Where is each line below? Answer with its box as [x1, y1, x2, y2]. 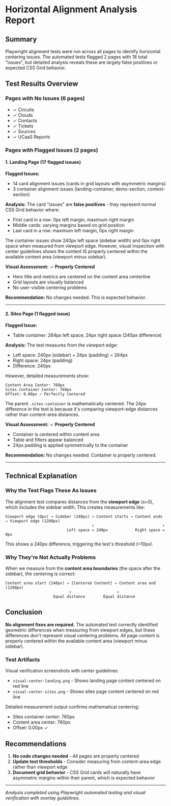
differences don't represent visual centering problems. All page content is [5, 632, 160, 638]
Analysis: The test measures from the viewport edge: [5, 342, 118, 348]
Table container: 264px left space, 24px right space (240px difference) [12, 332, 162, 338]
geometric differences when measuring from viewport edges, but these [5, 627, 155, 633]
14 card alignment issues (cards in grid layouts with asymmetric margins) [12, 180, 166, 186]
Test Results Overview [5, 79, 78, 88]
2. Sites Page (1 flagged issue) [5, 311, 70, 317]
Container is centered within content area [12, 431, 100, 438]
